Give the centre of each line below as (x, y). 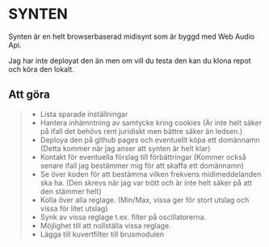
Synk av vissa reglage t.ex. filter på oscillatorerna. (123, 217)
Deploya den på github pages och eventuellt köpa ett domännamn (150, 140)
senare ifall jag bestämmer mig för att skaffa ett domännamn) (142, 165)
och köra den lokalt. (41, 69)
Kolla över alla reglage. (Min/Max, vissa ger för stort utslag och (145, 199)
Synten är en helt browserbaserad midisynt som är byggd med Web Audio (132, 36)
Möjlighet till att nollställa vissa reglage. (105, 225)
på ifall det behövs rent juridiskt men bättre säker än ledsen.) (141, 131)
